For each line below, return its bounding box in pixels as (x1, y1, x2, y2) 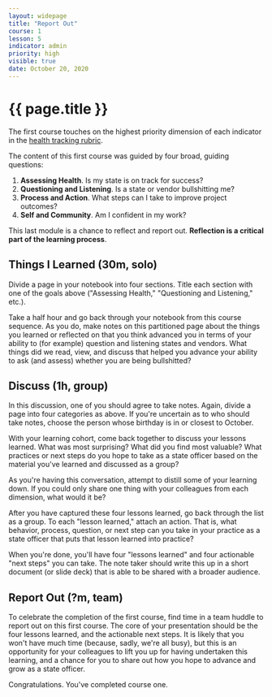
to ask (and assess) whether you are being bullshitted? (8, 355, 192, 366)
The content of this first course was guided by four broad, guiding (8, 151, 230, 161)
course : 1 (8, 27, 42, 35)
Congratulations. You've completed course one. (8, 680, 168, 690)
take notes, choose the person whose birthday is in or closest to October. (8, 418, 254, 427)
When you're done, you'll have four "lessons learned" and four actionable (8, 550, 255, 560)
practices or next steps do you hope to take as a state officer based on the (8, 451, 258, 461)
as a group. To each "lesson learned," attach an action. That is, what (8, 517, 237, 526)
